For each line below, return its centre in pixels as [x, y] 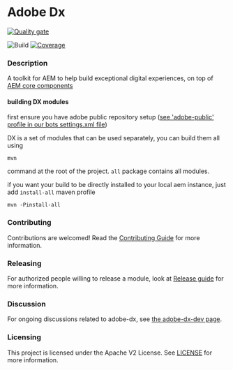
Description [28, 63]
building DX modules [38, 101]
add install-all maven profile [51, 192]
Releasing [24, 263]
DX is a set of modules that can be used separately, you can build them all [114, 138]
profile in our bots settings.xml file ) [57, 125]
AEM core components [40, 86]
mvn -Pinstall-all [34, 205]
